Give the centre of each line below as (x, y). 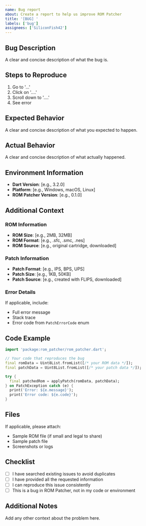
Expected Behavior (35, 118)
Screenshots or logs (32, 446)
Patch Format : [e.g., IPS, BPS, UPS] (48, 269)
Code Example (28, 338)
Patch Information (27, 258)
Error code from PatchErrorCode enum (51, 323)
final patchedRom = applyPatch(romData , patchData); (65, 381)
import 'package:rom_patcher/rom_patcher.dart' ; (56, 350)
